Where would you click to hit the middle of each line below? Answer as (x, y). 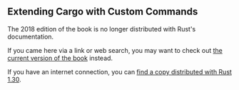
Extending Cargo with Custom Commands (103, 12)
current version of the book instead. (60, 58)
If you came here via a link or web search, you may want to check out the (115, 50)
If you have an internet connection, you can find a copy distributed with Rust (119, 71)
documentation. (31, 36)
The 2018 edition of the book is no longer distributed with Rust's (102, 29)
